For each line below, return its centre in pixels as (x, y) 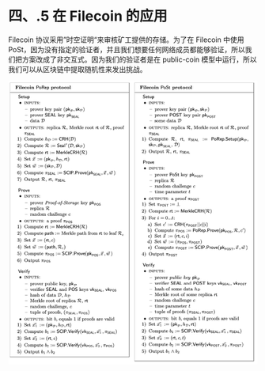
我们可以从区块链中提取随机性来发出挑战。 (78, 69)
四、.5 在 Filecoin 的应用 (88, 16)
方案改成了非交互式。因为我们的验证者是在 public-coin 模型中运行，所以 (139, 59)
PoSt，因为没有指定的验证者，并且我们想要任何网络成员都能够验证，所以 (127, 49)
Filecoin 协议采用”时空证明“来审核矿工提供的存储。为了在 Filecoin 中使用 (126, 40)
